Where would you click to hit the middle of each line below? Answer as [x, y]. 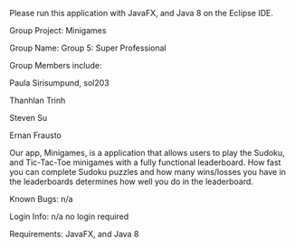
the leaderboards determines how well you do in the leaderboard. [131, 181]
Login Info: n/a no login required [69, 216]
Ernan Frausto [35, 135]
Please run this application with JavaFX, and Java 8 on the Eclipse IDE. [142, 13]
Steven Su [29, 118]
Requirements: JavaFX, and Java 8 [74, 234]
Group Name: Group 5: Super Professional [88, 48]
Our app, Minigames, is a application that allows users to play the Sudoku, [147, 153]
